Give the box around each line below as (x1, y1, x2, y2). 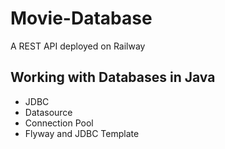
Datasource (24, 106, 73, 118)
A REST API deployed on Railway (10, 40, 146, 52)
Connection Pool (24, 117, 94, 129)
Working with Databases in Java (10, 69, 216, 86)
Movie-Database (10, 7, 153, 30)
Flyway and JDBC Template (24, 127, 140, 139)
